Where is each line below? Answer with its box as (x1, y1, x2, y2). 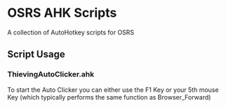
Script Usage (7, 48, 65, 60)
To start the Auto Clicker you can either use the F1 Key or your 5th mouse (7, 86, 219, 94)
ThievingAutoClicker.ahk (7, 69, 95, 79)
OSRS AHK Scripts (7, 5, 117, 21)
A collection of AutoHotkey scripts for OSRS (7, 28, 135, 36)
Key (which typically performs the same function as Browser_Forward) (7, 93, 211, 101)
